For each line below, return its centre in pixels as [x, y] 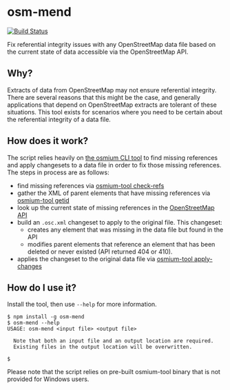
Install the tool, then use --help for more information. [82, 305]
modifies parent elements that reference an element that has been [121, 244]
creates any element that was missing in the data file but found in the [125, 229]
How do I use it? [42, 288]
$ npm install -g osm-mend [46, 317]
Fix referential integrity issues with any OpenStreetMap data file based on [112, 44]
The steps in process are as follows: [58, 172]
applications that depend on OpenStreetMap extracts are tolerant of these [112, 105]
